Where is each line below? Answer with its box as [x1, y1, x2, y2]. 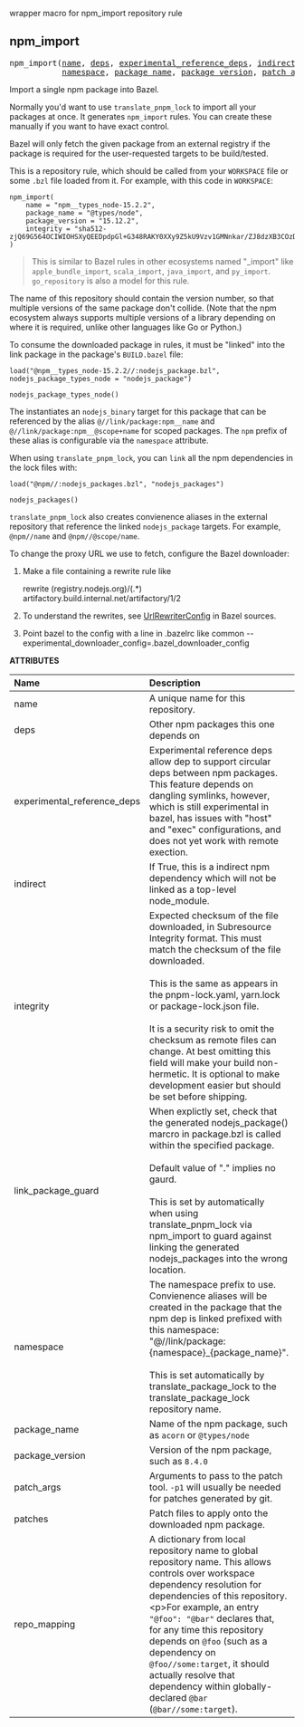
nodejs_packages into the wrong [148, 1252, 288, 1264]
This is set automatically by [148, 1368, 265, 1381]
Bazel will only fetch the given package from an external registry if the [9, 138, 271, 149]
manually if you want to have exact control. [9, 120, 170, 131]
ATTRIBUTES [9, 655, 60, 666]
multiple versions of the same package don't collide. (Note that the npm [9, 302, 277, 313]
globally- [232, 1680, 273, 1693]
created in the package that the [148, 1300, 282, 1313]
